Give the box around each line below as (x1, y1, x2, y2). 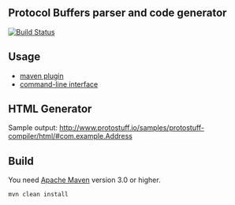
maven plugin (19, 71, 65, 80)
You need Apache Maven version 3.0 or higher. (8, 175, 161, 184)
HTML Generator (8, 102, 92, 116)
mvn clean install (8, 191, 69, 199)
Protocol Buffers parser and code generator (8, 6, 227, 20)
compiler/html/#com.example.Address (8, 132, 132, 141)
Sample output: (8, 123, 58, 132)
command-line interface (19, 79, 99, 89)
